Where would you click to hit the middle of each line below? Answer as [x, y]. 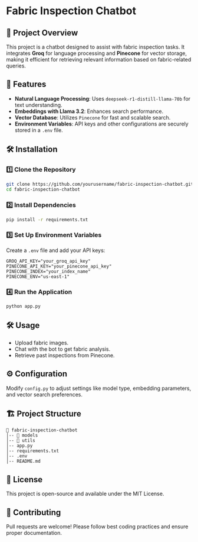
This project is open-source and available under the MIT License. [85, 494]
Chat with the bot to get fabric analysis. [62, 349]
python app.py [24, 307]
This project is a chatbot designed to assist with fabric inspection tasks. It [95, 47]
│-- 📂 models [22, 435]
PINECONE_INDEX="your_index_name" [49, 271]
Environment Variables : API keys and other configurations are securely [101, 124]
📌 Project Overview [42, 33]
